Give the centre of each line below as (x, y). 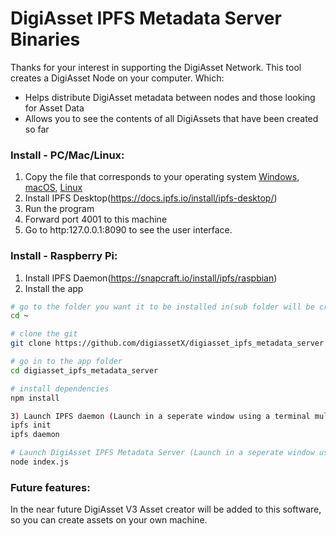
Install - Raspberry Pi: (64, 256)
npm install (35, 398)
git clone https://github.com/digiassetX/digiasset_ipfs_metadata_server (167, 343)
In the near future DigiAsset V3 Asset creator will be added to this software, (166, 509)
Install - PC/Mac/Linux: (67, 155)
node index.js (40, 462)
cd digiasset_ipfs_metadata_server (84, 370)
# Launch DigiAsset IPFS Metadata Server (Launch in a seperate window (162, 453)
